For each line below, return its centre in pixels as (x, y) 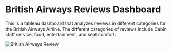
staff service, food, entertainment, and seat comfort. (61, 34)
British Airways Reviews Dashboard (83, 9)
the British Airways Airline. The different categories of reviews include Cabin (86, 29)
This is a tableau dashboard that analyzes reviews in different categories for (85, 23)
